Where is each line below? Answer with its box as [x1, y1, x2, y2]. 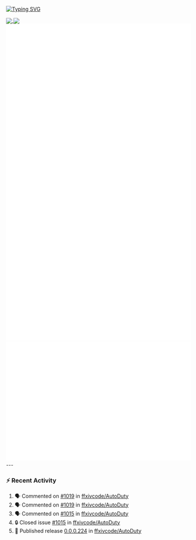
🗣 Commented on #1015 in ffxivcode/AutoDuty [14, 510, 129, 517]
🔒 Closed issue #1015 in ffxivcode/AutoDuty [14, 519, 120, 526]
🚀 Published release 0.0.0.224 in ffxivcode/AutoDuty [14, 527, 142, 534]
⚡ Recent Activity [6, 477, 57, 485]
